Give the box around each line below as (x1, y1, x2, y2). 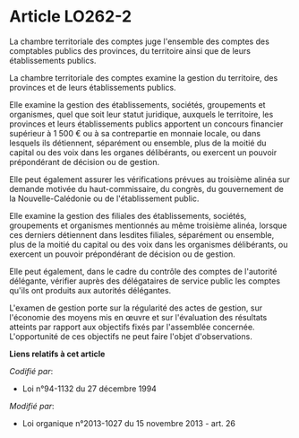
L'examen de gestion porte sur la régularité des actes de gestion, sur (9, 302, 262, 313)
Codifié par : (9, 365, 54, 376)
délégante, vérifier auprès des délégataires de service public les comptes (9, 276, 280, 286)
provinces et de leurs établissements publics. (9, 82, 176, 92)
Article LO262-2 (9, 6, 132, 27)
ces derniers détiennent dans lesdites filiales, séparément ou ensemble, (9, 229, 275, 240)
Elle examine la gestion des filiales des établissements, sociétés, (9, 210, 247, 221)
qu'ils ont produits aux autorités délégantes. (9, 285, 172, 295)
